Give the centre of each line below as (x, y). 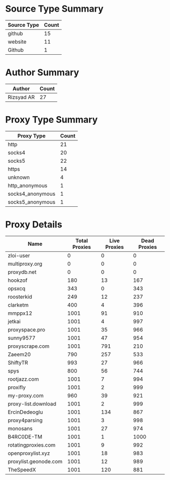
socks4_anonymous (32, 194)
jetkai (14, 321)
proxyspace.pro (27, 329)
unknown (19, 177)
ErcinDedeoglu (25, 412)
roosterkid (20, 297)
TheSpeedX (22, 469)
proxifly (17, 387)
